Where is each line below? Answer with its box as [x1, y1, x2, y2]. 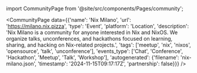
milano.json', [6, 60, 37, 67]
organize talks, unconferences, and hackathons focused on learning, [6, 35, 173, 42]
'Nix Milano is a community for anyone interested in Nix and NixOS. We [6, 29, 178, 36]
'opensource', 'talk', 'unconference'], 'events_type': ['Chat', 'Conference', [6, 48, 183, 55]
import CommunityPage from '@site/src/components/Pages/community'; [6, 5, 183, 12]
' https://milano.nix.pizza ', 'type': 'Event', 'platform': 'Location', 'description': [6, 23, 189, 29]
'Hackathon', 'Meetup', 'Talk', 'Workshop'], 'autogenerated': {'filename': [6, 54, 179, 61]
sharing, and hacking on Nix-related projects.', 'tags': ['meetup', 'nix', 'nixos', [6, 41, 191, 48]
